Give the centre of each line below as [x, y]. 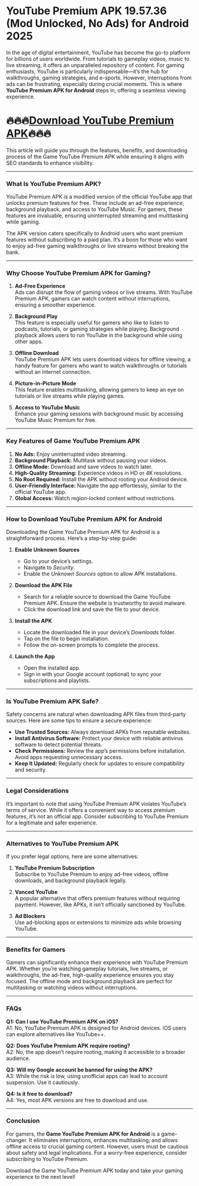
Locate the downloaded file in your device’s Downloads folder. [99, 632]
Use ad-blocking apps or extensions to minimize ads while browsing [98, 922]
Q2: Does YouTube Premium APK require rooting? [68, 1046]
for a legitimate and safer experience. [52, 823]
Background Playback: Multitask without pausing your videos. [91, 460]
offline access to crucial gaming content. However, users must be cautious [97, 1146]
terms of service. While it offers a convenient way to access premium [91, 810]
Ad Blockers [30, 916]
